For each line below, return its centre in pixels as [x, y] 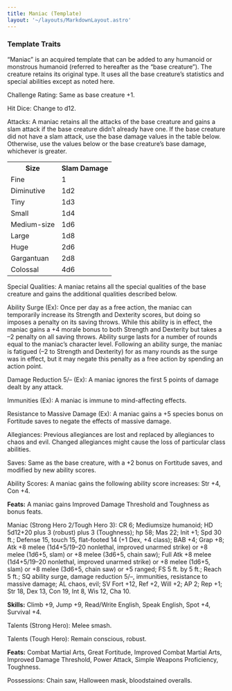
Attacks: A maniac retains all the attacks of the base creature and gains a [111, 121]
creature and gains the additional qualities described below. [92, 294]
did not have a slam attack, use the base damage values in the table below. [114, 136]
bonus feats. [25, 511]
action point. [25, 366]
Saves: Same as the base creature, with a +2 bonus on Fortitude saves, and [115, 463]
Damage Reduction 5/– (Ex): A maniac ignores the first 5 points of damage [113, 379]
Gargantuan [30, 258]
